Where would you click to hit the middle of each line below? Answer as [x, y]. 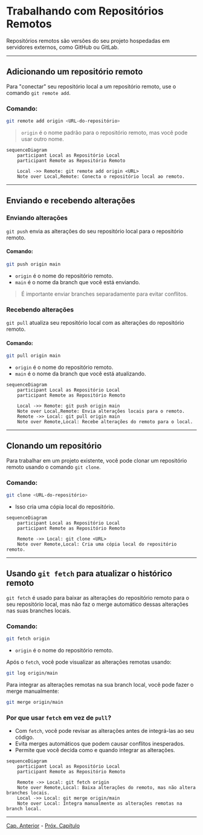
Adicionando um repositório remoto [75, 72]
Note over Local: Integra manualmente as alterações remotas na [100, 804]
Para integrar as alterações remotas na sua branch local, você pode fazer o [100, 684]
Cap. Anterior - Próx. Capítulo [43, 826]
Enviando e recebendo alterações [71, 201]
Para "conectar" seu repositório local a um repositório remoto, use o [91, 86]
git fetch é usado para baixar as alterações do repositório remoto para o [98, 597]
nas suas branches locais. [39, 610]
